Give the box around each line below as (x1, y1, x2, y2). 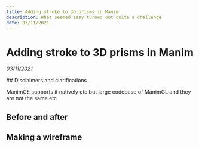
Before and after (6, 112, 68, 122)
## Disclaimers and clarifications (6, 77, 87, 84)
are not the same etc (6, 95, 57, 102)
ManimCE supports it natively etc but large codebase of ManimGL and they (6, 88, 191, 95)
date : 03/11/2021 (6, 20, 50, 26)
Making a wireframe (6, 132, 82, 143)
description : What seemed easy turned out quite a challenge (6, 14, 162, 20)
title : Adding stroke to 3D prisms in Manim (6, 8, 119, 15)
